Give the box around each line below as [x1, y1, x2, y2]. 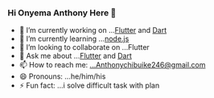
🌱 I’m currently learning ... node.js [19, 34, 130, 43]
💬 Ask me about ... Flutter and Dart [19, 51, 132, 61]
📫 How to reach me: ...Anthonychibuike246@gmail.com [19, 60, 206, 70]
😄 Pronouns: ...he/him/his [19, 71, 106, 81]
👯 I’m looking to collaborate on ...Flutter [19, 43, 150, 52]
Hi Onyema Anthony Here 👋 [7, 7, 117, 18]
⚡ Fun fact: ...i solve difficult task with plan [19, 80, 160, 91]
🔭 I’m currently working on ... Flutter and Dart [19, 26, 167, 35]
